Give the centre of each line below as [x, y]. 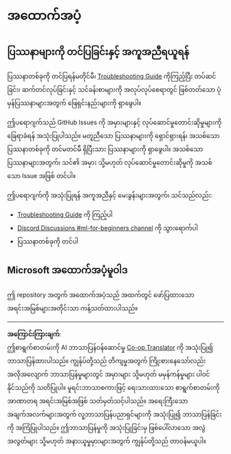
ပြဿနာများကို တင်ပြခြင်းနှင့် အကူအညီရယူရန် [98, 52]
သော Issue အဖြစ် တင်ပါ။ [42, 176]
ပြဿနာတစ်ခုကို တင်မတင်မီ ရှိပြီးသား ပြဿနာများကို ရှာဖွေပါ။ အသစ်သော [105, 149]
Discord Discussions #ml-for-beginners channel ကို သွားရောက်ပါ [107, 228]
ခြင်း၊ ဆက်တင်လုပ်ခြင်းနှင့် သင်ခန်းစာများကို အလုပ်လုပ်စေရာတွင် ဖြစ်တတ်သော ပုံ [114, 89]
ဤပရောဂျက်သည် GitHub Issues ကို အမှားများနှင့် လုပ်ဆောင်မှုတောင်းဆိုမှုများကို [114, 122]
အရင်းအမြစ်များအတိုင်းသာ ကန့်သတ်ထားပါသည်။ [73, 308]
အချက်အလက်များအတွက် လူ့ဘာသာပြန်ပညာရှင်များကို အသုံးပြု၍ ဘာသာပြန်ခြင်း [114, 414]
